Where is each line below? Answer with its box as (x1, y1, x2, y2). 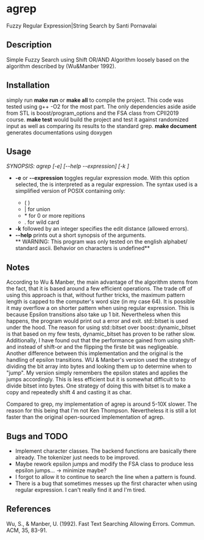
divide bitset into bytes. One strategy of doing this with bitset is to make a (6, 382, 191, 389)
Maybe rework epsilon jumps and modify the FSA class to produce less (15, 460, 194, 467)
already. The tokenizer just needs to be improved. (15, 454, 140, 461)
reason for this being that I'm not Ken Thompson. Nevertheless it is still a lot (6, 407, 197, 414)
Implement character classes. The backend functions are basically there (15, 447, 197, 455)
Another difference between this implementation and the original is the (6, 350, 184, 357)
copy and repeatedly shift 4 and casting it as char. (6, 389, 132, 396)
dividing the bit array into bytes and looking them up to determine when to (6, 362, 192, 370)
